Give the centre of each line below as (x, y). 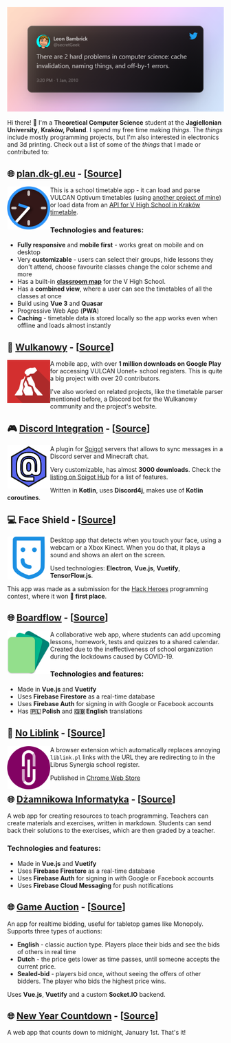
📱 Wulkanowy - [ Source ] (61, 347)
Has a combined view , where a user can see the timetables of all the (114, 289)
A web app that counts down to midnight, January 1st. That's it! (97, 1033)
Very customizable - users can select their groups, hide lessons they (115, 260)
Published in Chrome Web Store (96, 778)
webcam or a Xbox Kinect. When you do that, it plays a (128, 547)
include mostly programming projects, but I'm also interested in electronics (113, 137)
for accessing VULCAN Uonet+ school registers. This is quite (136, 371)
